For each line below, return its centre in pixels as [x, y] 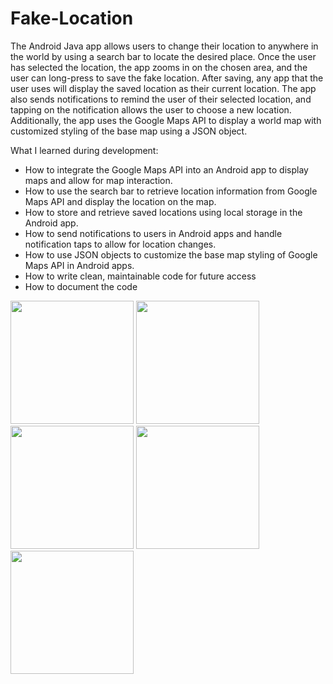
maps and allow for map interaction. [98, 180]
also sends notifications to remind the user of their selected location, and [161, 99]
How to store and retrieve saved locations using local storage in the [163, 212]
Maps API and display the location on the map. [120, 201]
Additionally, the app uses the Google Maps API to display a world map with [166, 120]
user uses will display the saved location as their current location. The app [163, 88]
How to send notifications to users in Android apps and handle [153, 233]
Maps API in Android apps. [79, 265]
